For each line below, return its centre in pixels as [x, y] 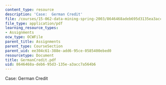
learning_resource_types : [32, 28]
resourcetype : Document [30, 55]
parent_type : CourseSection [34, 46]
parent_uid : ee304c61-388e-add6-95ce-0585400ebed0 [58, 51]
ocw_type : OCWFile [24, 37]
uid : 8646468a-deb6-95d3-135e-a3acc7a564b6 [51, 64]
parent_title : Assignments [33, 42]
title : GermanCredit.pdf [31, 60]
